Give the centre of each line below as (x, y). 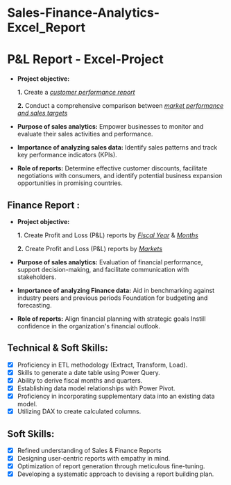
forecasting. (34, 305)
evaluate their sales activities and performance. (85, 134)
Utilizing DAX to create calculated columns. (79, 411)
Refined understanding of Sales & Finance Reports (89, 450)
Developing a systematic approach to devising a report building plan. (115, 474)
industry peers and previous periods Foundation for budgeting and (112, 298)
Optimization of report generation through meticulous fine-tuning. (111, 466)
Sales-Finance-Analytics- (83, 13)
